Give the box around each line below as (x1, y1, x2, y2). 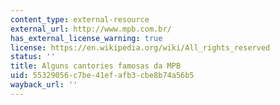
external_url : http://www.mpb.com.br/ (10, 24, 172, 34)
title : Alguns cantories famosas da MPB (10, 61, 182, 71)
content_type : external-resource (10, 14, 150, 25)
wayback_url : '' (10, 80, 78, 90)
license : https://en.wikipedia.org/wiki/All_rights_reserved (10, 42, 271, 53)
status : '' (10, 52, 56, 62)
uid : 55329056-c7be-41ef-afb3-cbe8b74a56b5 (10, 71, 195, 81)
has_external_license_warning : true (10, 33, 163, 43)
